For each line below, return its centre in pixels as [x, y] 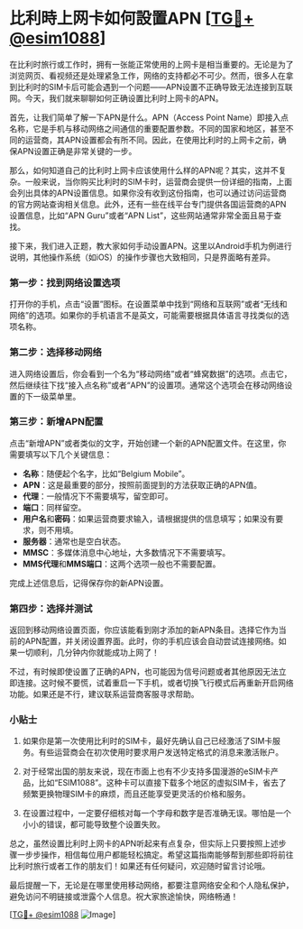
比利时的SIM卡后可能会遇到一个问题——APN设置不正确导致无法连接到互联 [155, 87]
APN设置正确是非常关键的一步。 [77, 151]
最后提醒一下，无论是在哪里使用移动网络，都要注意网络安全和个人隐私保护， [151, 886]
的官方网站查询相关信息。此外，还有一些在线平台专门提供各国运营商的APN [148, 204]
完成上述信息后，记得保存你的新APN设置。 [89, 583]
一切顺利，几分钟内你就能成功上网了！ [88, 653]
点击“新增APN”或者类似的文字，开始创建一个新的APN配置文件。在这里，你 [148, 443]
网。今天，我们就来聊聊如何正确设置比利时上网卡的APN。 [116, 98]
